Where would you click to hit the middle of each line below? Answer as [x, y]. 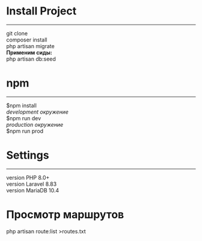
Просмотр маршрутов [65, 215]
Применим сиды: [29, 52]
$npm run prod [25, 131]
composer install [27, 40]
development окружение [38, 112]
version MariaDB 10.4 [33, 190]
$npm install [22, 105]
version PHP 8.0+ [28, 177]
